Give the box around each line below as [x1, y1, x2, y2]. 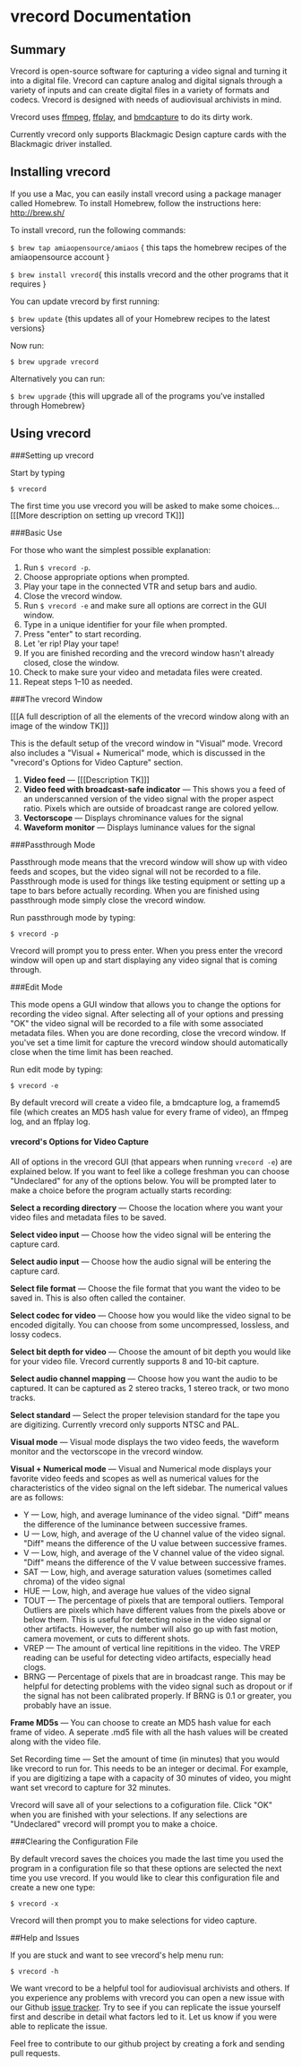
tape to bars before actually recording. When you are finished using [10, 885, 260, 895]
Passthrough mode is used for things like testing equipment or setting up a [10, 876, 286, 886]
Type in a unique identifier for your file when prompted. [22, 618, 228, 629]
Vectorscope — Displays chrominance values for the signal [22, 812, 244, 823]
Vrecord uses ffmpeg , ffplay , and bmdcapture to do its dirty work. [10, 112, 254, 122]
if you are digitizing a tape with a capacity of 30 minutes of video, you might [10, 1772, 291, 1783]
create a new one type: [10, 1881, 96, 1892]
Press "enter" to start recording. [22, 628, 142, 639]
